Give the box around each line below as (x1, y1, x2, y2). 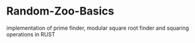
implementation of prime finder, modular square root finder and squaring (6, 24, 189, 31)
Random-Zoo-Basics (6, 4, 114, 18)
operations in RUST (6, 30, 56, 38)
